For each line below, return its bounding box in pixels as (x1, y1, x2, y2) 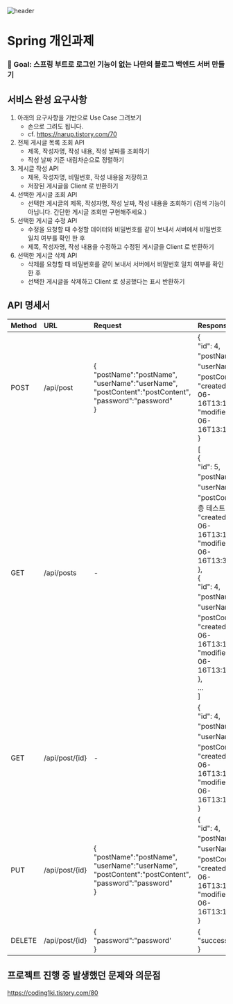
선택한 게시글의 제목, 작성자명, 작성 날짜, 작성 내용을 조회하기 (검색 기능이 (27, 199, 226, 207)
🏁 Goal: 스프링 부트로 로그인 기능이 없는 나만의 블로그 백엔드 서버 (7, 60, 210, 70)
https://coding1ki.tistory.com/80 (7, 988, 98, 997)
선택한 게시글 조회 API (17, 190, 78, 198)
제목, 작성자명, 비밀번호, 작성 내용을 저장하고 (27, 172, 148, 181)
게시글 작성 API (17, 164, 59, 172)
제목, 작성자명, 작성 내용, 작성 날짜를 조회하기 (27, 147, 150, 155)
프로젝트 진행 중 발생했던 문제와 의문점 (7, 970, 161, 982)
